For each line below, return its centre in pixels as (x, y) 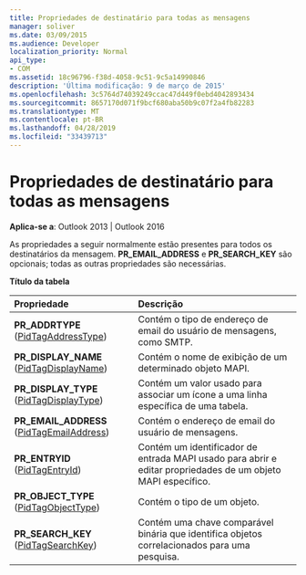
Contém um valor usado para (200, 382)
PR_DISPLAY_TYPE (56, 389)
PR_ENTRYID (42, 458)
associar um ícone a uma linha (203, 394)
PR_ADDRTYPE (47, 325)
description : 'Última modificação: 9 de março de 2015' (117, 86)
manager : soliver (42, 26)
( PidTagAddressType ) (61, 336)
